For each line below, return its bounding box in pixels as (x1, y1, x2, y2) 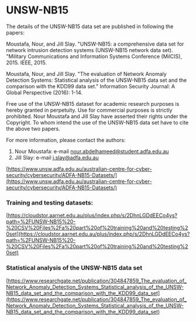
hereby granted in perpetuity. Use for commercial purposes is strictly (6, 106, 173, 113)
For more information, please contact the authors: (6, 136, 126, 143)
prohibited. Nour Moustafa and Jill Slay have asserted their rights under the (6, 112, 188, 120)
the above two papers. (6, 125, 60, 132)
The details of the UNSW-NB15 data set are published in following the (6, 23, 174, 30)
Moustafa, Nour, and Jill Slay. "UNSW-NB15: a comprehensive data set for (6, 40, 184, 47)
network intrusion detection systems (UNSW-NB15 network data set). (6, 46, 174, 53)
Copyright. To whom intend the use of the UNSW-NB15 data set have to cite (6, 119, 189, 126)
